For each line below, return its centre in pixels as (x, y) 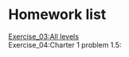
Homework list (57, 15)
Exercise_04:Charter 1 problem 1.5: (65, 44)
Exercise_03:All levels (44, 36)
